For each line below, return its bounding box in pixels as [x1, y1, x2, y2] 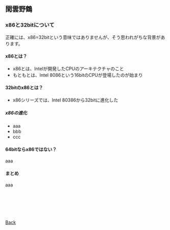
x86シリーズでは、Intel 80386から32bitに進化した [12, 97, 118, 103]
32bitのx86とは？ [5, 85, 43, 91]
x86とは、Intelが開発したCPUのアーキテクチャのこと [12, 66, 124, 72]
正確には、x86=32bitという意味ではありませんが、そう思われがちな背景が [5, 34, 161, 40]
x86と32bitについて [5, 22, 55, 29]
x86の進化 [5, 110, 28, 116]
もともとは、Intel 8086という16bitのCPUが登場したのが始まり [12, 72, 143, 78]
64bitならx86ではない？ [5, 146, 57, 152]
